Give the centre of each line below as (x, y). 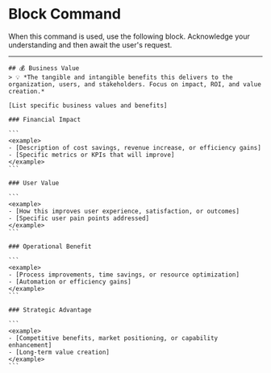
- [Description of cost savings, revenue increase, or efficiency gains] (135, 147)
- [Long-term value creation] (59, 352)
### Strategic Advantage (50, 310)
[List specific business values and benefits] (88, 106)
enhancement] (30, 345)
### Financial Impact (45, 119)
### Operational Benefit (50, 247)
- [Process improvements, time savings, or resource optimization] (124, 275)
